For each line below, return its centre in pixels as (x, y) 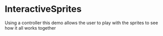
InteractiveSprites (43, 9)
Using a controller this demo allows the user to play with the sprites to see (81, 23)
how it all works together (30, 28)
